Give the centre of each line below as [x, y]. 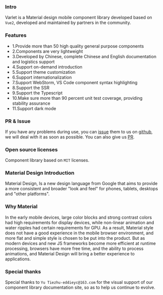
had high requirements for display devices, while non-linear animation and [80, 222]
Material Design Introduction [40, 173]
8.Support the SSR [31, 88]
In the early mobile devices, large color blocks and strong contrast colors [79, 217]
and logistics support [33, 62]
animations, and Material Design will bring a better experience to [70, 253]
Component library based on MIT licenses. [47, 160]
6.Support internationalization [42, 77]
